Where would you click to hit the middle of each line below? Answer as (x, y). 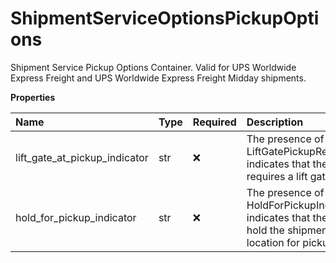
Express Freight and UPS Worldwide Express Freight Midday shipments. (158, 78)
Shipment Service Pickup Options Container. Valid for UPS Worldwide (153, 67)
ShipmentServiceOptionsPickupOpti (165, 18)
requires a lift (277, 176)
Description (275, 122)
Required (214, 122)
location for (273, 242)
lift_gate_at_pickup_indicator (82, 157)
